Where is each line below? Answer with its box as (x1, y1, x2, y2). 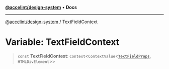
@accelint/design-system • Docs (5, 5, 77, 10)
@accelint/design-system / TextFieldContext (5, 19, 98, 25)
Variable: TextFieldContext (5, 36, 120, 48)
